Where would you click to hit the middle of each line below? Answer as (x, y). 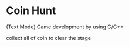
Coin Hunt (31, 11)
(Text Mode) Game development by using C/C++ (65, 27)
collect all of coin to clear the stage (49, 38)
